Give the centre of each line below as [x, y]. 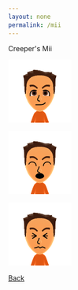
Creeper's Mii [30, 48]
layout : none [30, 17]
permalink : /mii [35, 25]
